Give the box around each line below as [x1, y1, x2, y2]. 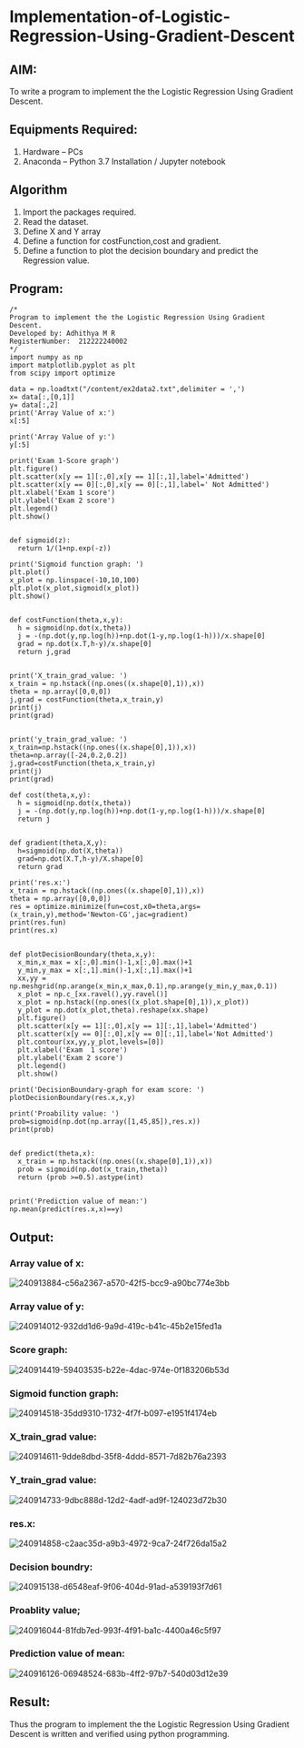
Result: [9, 1694, 51, 1710]
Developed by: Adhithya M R [9, 329, 116, 338]
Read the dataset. [22, 216, 89, 227]
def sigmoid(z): [9, 536, 71, 545]
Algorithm [9, 182, 68, 197]
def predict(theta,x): [9, 1149, 95, 1158]
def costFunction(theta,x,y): [9, 616, 124, 625]
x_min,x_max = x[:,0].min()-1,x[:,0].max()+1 [17, 958, 193, 967]
